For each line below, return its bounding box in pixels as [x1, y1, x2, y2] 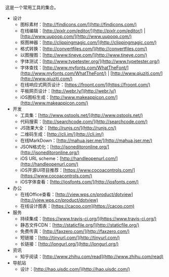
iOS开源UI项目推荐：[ [20, 167, 65, 173]
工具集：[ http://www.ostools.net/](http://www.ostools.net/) [20, 113, 143, 118]
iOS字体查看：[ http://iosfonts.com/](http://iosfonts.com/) [20, 179, 139, 185]
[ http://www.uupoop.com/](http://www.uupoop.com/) [20, 33, 132, 39]
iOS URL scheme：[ [20, 155, 62, 161]
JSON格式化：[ [20, 144, 52, 150]
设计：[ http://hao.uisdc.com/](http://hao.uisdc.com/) [20, 266, 131, 272]
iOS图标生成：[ [20, 94, 52, 100]
